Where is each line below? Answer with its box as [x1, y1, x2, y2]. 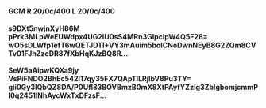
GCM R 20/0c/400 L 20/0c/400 [8, 6, 115, 16]
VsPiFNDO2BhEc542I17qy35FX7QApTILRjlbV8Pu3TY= [8, 74, 192, 84]
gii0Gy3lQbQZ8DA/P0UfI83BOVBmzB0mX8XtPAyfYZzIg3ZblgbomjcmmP [8, 83, 259, 92]
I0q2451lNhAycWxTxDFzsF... [8, 91, 107, 100]
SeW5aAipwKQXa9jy [8, 65, 79, 75]
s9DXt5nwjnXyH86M [8, 24, 81, 33]
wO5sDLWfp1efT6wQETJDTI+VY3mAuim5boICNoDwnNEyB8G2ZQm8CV [8, 40, 256, 50]
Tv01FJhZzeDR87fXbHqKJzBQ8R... [8, 49, 129, 58]
